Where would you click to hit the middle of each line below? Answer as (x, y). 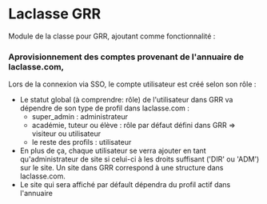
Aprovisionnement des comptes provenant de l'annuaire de (126, 57)
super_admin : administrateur (80, 117)
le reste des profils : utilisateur (82, 142)
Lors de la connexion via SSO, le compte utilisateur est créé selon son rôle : (132, 84)
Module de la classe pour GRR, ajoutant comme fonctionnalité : (112, 36)
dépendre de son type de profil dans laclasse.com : (105, 108)
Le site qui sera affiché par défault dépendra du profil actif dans (125, 185)
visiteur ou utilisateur (66, 134)
